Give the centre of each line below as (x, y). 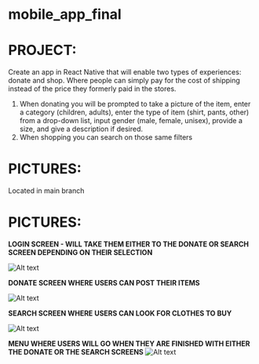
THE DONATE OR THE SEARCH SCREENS (76, 352)
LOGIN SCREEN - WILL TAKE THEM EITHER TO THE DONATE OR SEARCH (129, 244)
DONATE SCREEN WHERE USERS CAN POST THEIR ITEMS (104, 283)
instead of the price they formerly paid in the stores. (92, 89)
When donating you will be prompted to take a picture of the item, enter (135, 104)
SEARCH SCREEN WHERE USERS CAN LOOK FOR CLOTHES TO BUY (120, 313)
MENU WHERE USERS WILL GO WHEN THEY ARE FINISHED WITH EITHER (129, 344)
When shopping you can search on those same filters (106, 137)
